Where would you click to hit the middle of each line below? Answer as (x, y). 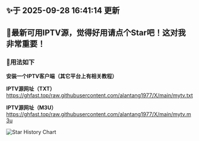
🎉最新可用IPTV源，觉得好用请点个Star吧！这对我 (96, 32)
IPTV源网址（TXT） (31, 89)
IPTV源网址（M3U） (31, 108)
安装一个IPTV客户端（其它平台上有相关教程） (62, 76)
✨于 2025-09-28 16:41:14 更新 (63, 11)
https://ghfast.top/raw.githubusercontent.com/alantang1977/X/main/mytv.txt (99, 95)
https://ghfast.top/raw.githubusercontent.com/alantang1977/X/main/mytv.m (99, 114)
